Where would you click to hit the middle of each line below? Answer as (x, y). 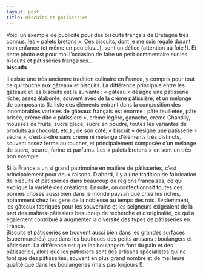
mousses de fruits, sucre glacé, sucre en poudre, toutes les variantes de (96, 124)
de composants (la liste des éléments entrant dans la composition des (94, 104)
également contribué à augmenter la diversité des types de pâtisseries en (98, 219)
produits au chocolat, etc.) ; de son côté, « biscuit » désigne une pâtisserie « (102, 130)
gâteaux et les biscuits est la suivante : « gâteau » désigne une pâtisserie (98, 92)
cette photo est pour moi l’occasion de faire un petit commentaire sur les (97, 54)
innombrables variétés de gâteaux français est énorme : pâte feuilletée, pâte (101, 111)
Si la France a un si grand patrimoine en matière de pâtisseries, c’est (92, 168)
